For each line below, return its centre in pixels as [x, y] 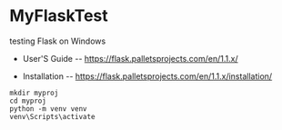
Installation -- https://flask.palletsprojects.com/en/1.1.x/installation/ [147, 76]
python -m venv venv [49, 109]
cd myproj [28, 101]
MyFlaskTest [59, 16]
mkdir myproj [34, 93]
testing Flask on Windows [58, 41]
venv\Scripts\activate [52, 116]
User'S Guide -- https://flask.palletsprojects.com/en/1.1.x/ [130, 58]
